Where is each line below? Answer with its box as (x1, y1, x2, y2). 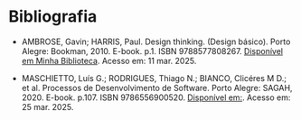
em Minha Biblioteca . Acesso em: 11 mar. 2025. (21, 55, 197, 66)
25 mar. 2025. (21, 101, 74, 112)
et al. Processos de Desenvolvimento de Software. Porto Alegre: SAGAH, (21, 82, 293, 93)
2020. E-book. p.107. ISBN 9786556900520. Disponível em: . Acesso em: (21, 92, 291, 103)
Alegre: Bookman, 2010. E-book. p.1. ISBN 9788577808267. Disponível (21, 45, 284, 56)
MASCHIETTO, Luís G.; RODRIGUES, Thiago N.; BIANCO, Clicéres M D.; (21, 72, 287, 83)
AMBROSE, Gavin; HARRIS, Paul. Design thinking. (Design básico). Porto (21, 36, 291, 47)
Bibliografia (8, 6, 98, 27)
